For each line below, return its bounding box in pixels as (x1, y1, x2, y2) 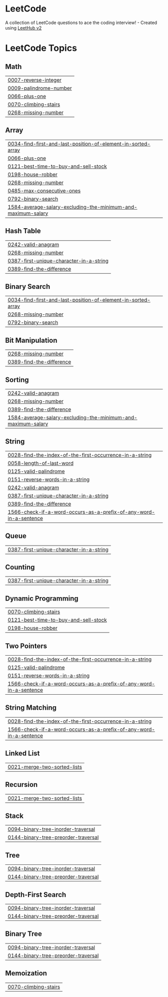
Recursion (5, 780, 38, 789)
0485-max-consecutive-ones (7, 187, 81, 194)
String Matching (5, 704, 56, 712)
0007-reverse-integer (7, 76, 61, 83)
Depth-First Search (5, 890, 66, 899)
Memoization (5, 969, 47, 977)
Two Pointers (5, 642, 47, 650)
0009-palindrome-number (7, 85, 72, 92)
